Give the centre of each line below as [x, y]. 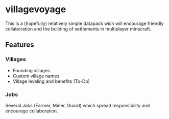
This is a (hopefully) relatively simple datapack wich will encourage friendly [84, 23]
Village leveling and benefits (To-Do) [51, 81]
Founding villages [31, 70]
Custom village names [36, 76]
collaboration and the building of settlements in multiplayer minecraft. [78, 28]
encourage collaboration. [32, 111]
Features [20, 45]
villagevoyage [36, 9]
